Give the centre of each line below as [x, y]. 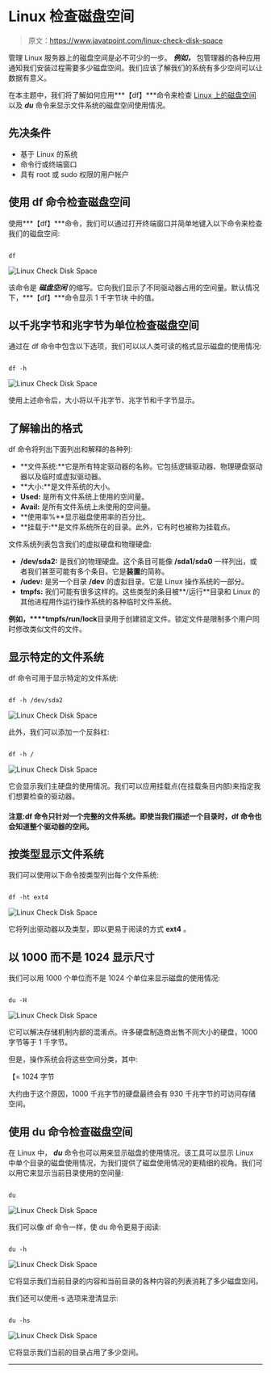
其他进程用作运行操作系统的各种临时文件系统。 [98, 602]
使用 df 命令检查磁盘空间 [69, 202]
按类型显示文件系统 [56, 854]
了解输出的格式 [46, 428]
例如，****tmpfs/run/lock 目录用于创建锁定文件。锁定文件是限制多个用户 [130, 619]
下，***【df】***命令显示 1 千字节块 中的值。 [83, 297]
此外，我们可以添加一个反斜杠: [59, 732]
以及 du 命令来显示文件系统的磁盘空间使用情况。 [89, 105]
